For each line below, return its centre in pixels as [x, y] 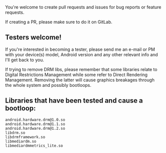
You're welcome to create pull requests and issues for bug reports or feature [83, 7]
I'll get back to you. [25, 60]
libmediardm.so [21, 141]
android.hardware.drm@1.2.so [35, 128]
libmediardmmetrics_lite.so [34, 146]
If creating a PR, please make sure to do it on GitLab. [59, 22]
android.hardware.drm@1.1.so [35, 124]
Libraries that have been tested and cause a [74, 101]
